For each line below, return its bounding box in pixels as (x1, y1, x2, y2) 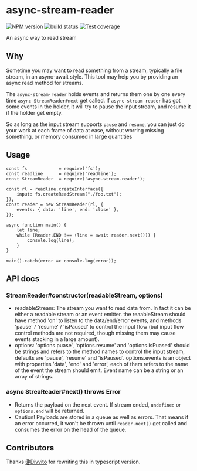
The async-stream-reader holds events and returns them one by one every (6, 90, 186, 97)
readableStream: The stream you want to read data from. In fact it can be (14, 305, 192, 312)
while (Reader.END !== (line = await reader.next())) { (16, 232, 157, 238)
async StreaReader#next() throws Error (6, 388, 121, 396)
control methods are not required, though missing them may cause (14, 329, 176, 337)
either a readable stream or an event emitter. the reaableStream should (14, 311, 186, 318)
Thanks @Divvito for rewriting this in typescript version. (6, 458, 141, 466)
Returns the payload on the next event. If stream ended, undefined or (14, 401, 181, 408)
